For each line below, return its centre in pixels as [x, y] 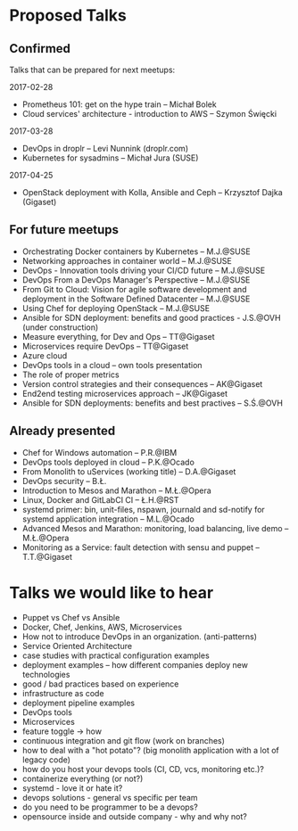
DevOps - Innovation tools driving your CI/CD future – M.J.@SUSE [144, 270]
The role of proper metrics [70, 374]
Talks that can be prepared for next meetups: [92, 70]
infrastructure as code [63, 693]
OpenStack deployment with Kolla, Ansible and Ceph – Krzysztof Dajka [152, 192]
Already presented [62, 431]
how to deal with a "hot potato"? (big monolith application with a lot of [150, 750]
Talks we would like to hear [112, 592]
